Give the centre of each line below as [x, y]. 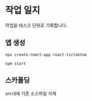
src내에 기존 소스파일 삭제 [31, 93]
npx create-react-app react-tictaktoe [46, 55]
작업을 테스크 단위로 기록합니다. [36, 25]
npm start [16, 64]
